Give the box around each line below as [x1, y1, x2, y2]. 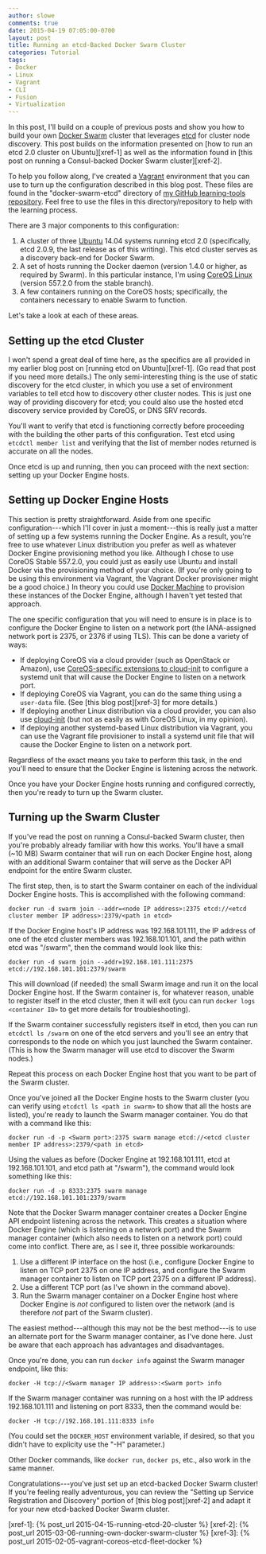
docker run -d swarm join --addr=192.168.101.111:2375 [8, 958, 194, 966]
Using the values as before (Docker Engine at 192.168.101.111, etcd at [8, 1155, 230, 1164]
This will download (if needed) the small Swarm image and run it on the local [8, 979, 259, 988]
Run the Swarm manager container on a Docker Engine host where [19, 1291, 239, 1300]
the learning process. [8, 205, 78, 215]
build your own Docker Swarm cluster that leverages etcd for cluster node [8, 130, 250, 140]
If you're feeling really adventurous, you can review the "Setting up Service [8, 1487, 254, 1497]
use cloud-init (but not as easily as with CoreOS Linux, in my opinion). [19, 714, 249, 724]
